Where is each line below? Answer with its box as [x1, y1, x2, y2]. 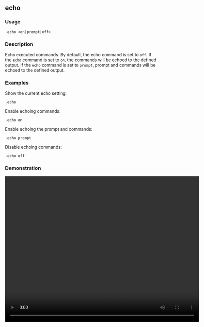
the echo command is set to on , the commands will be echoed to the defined [5, 57, 157, 63]
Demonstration [5, 165, 41, 172]
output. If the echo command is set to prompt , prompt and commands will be [5, 62, 156, 68]
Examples [5, 79, 29, 86]
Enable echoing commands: [5, 108, 61, 114]
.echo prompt [5, 136, 31, 140]
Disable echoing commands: [5, 144, 62, 150]
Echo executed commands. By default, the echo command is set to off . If [5, 52, 152, 57]
